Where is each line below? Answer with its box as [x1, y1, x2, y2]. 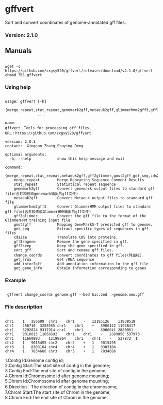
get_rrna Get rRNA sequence [14, 257, 95, 262]
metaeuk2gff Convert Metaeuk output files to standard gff [14, 195, 153, 200]
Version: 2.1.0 [5, 32, 38, 39]
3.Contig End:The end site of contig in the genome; [5, 367, 107, 373]
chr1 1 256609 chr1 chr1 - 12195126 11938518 [5, 319, 136, 324]
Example [5, 277, 26, 284]
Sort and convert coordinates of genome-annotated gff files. [5, 19, 126, 25]
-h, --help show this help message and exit [9, 156, 125, 161]
